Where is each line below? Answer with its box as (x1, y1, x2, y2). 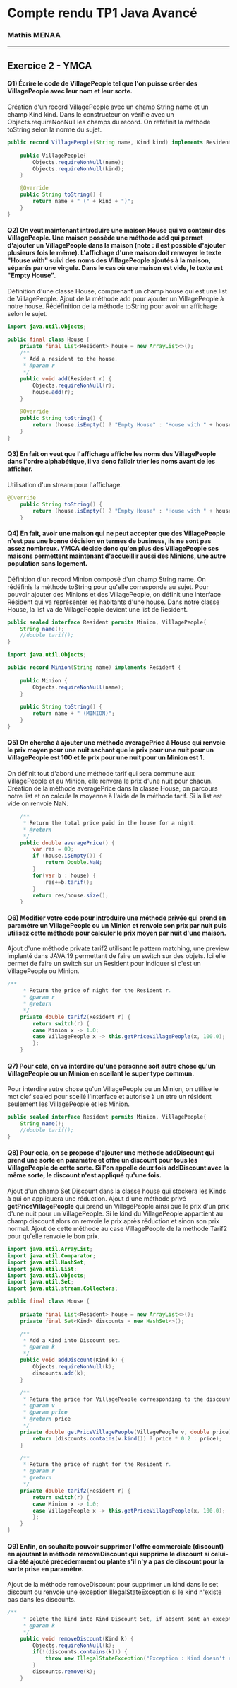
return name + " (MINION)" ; (32, 710, 115, 717)
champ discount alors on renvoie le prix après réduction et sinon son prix (7, 1217, 220, 1225)
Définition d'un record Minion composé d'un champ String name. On (7, 575, 206, 583)
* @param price (23, 1409, 68, 1416)
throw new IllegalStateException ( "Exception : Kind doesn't (44, 1655, 226, 1663)
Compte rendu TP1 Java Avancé (7, 5, 197, 21)
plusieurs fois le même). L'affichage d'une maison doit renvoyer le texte (7, 249, 222, 257)
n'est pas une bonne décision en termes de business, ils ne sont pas (7, 537, 212, 545)
